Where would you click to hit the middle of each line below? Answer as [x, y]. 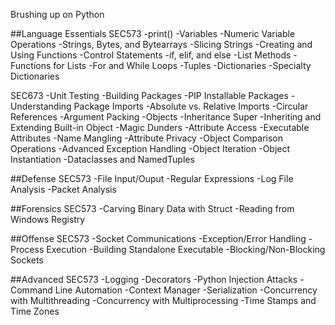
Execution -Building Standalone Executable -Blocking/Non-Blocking [186, 249]
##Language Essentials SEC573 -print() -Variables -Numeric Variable [153, 33]
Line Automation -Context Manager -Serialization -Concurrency [186, 290]
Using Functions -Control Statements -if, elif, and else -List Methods [151, 55]
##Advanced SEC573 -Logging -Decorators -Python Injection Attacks [154, 279]
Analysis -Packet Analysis [63, 189]
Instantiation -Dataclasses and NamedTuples [102, 159]
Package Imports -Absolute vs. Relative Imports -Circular [191, 106]
